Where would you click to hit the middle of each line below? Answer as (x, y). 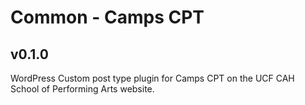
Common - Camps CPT (107, 17)
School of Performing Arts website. (82, 89)
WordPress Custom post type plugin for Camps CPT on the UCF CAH (152, 78)
